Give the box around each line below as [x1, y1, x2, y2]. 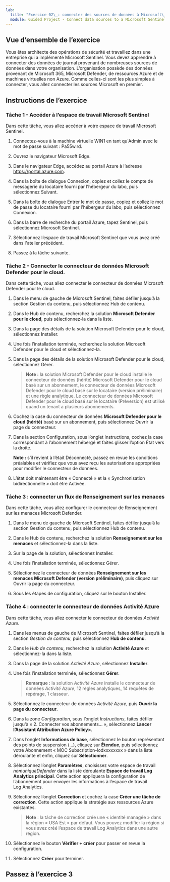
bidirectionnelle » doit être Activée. [13, 481, 86, 487]
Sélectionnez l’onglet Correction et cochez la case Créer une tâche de [13, 793, 161, 799]
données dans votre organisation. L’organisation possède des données [6, 65, 153, 71]
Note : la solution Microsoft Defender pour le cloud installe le [25, 371, 152, 377]
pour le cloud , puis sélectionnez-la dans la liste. [13, 316, 113, 322]
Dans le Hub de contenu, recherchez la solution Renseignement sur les [13, 535, 163, 541]
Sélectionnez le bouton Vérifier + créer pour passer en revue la [13, 840, 145, 846]
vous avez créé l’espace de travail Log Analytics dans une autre [25, 825, 158, 831]
